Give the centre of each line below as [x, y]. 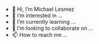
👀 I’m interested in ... [37, 15]
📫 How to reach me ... [40, 35]
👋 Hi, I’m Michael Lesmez [43, 9]
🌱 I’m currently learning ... [44, 22]
